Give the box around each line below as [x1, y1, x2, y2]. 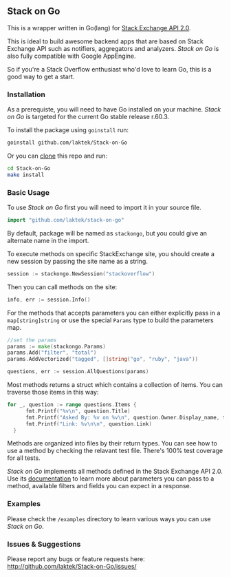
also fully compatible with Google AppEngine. [7, 52, 136, 60]
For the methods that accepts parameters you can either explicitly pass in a [7, 308, 221, 317]
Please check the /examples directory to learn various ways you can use [7, 514, 211, 523]
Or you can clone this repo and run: [7, 151, 108, 160]
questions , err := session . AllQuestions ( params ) [7, 368, 149, 375]
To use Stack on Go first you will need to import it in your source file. [7, 203, 201, 212]
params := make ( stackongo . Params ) [7, 343, 107, 350]
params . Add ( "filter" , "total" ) [7, 349, 97, 357]
